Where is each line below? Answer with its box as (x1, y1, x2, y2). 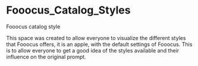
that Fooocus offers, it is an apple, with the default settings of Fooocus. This (6, 41, 193, 48)
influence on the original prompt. (6, 53, 86, 60)
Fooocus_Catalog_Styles (6, 4, 131, 17)
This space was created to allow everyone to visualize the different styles (6, 34, 186, 41)
